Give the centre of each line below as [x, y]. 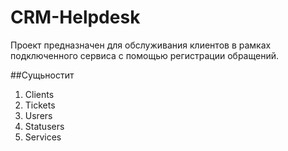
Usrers [38, 115]
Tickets [40, 105]
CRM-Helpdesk [75, 17]
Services [43, 137]
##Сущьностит [42, 75]
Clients [39, 94]
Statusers [44, 126]
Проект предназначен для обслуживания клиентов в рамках [141, 45]
